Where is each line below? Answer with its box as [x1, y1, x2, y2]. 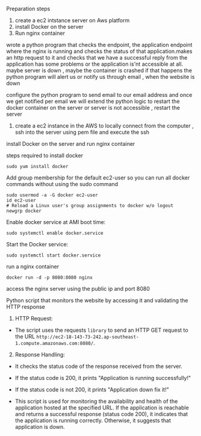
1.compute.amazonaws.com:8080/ [14, 340, 94, 346]
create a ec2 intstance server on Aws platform [14, 17, 130, 23]
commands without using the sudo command [6, 181, 119, 187]
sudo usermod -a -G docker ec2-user [6, 192, 98, 198]
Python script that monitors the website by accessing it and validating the [6, 297, 188, 304]
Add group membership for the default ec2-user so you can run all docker [6, 174, 190, 181]
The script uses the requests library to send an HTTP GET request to [14, 326, 188, 334]
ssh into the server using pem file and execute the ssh [14, 129, 149, 135]
